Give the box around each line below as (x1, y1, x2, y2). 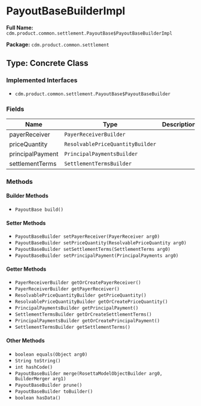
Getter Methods (6, 265, 47, 272)
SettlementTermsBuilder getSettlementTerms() (14, 325, 130, 331)
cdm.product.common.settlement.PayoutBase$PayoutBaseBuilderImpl (6, 30, 172, 37)
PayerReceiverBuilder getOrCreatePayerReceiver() (14, 280, 142, 286)
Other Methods (6, 337, 45, 344)
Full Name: (6, 24, 33, 31)
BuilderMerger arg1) (14, 375, 66, 381)
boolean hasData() (14, 395, 61, 401)
